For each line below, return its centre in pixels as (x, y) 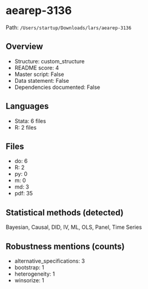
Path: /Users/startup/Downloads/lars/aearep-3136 (69, 27)
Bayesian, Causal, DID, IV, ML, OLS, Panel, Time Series (74, 227)
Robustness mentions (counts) (65, 246)
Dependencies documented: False (57, 87)
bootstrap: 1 (29, 267)
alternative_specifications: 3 (50, 261)
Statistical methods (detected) (65, 213)
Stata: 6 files (30, 121)
